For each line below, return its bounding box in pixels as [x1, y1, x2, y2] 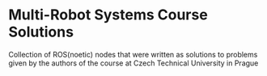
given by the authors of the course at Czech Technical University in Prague [8, 58, 259, 68]
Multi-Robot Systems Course [8, 6, 208, 24]
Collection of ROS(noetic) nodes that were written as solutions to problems [8, 49, 258, 59]
